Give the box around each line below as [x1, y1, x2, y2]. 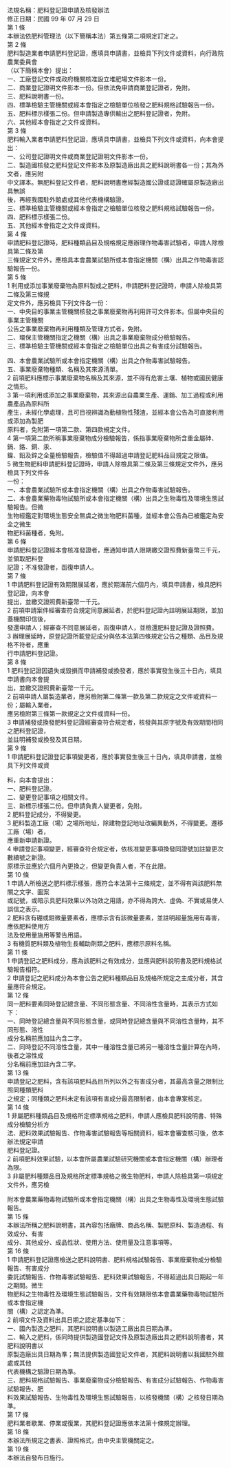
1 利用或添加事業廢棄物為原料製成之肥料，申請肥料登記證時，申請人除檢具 [7, 282, 217, 289]
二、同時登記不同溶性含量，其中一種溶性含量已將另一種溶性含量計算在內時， [7, 1043, 224, 1051]
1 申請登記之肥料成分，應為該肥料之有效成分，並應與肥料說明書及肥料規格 [7, 957, 217, 964]
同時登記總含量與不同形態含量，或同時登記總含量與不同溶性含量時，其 [19, 1017, 218, 1025]
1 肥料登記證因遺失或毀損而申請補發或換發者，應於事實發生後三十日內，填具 [7, 667, 222, 674]
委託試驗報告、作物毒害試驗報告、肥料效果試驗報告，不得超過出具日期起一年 [7, 1273, 224, 1281]
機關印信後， [12, 615, 49, 623]
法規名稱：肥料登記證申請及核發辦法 [7, 6, 110, 14]
